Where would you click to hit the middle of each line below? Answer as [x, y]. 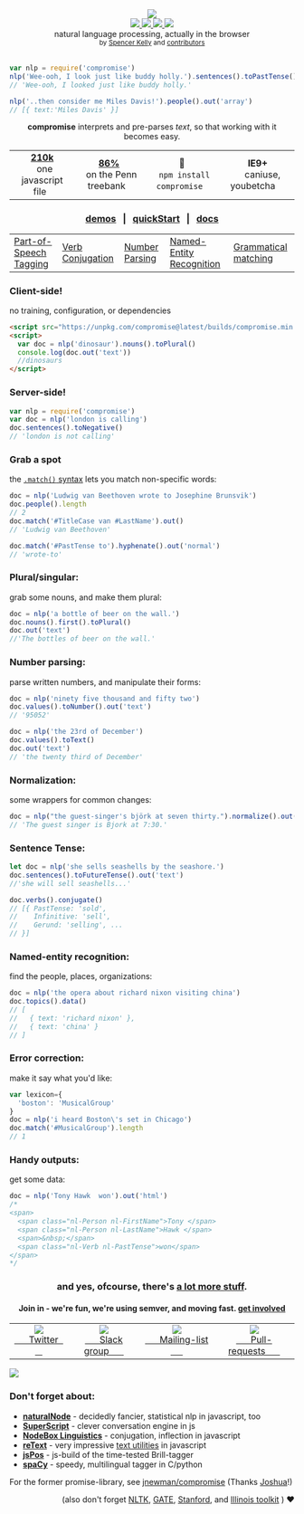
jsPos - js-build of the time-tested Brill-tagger [108, 1454]
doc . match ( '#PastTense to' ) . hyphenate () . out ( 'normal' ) [115, 546]
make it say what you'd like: [61, 1078]
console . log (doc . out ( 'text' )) [74, 352]
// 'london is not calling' [62, 437]
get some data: [38, 1179]
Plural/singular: [44, 577]
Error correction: [47, 1058]
